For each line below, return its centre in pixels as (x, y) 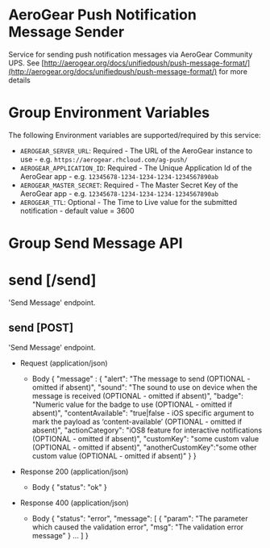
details (19, 80)
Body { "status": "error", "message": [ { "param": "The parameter (140, 518)
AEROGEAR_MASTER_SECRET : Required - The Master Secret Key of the (129, 185)
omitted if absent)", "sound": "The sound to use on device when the (145, 387)
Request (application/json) (64, 363)
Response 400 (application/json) (74, 503)
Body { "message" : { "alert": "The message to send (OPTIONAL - (141, 379)
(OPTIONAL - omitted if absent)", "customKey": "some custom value (145, 438)
